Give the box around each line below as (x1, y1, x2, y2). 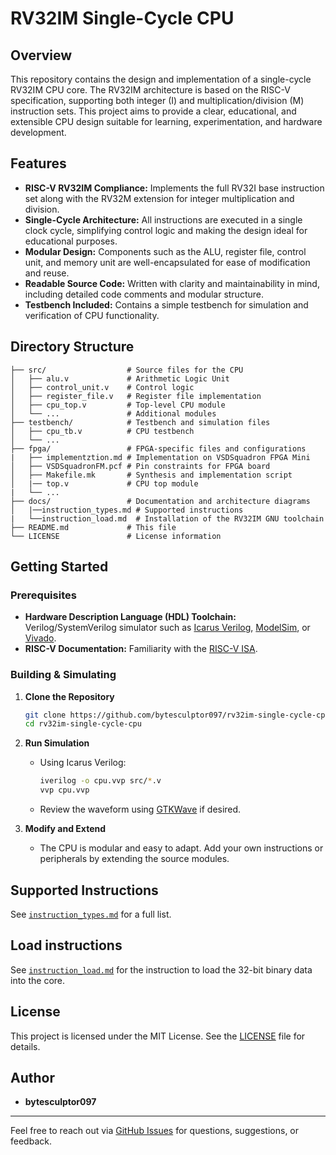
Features (10, 155, 67, 172)
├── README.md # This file (10, 522, 177, 532)
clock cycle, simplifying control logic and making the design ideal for (24, 224, 308, 236)
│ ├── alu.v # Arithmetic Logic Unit (10, 373, 230, 384)
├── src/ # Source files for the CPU (10, 365, 244, 375)
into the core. (10, 974, 66, 986)
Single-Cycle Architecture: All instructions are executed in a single (24, 213, 303, 226)
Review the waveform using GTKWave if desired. (39, 803, 242, 816)
